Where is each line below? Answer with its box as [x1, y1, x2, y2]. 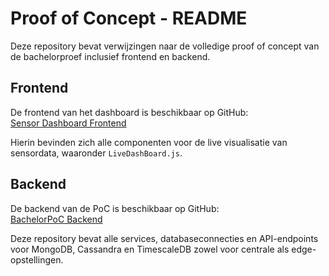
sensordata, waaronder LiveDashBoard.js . [10, 147, 183, 159]
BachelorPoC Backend [10, 213, 103, 225]
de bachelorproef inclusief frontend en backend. [10, 50, 211, 62]
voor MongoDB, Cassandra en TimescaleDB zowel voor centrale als [10, 243, 290, 255]
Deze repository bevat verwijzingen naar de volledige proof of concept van [10, 40, 320, 52]
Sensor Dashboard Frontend [10, 117, 127, 129]
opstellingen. [10, 253, 64, 266]
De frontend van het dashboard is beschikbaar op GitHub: [10, 106, 249, 118]
